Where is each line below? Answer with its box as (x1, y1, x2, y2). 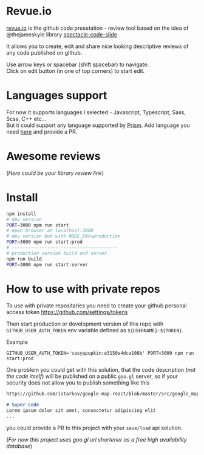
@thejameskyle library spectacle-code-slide (6, 30, 117, 38)
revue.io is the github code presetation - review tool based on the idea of (6, 24, 189, 32)
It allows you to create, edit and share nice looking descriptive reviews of (6, 43, 189, 50)
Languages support (6, 89, 107, 103)
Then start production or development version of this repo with (6, 320, 164, 327)
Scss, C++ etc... (6, 115, 47, 122)
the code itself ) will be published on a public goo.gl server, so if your (6, 372, 178, 380)
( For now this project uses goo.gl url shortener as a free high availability (6, 436, 187, 443)
